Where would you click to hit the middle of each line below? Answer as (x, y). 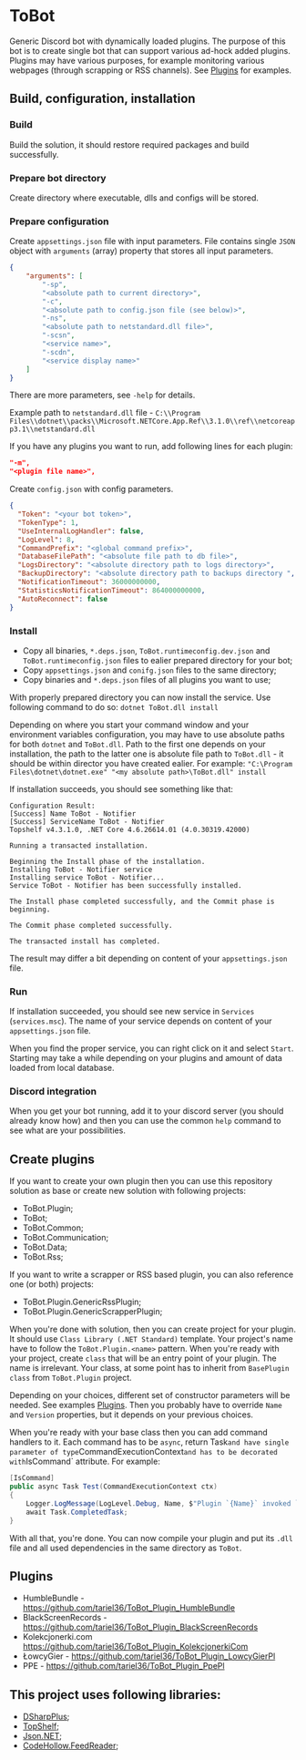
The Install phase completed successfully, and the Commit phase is (142, 901)
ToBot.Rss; (43, 1257)
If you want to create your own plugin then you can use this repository (141, 1181)
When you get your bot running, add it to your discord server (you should (147, 1111)
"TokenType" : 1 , (48, 522)
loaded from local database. (62, 1068)
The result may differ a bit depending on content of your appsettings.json (148, 958)
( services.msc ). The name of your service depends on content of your (141, 1021)
